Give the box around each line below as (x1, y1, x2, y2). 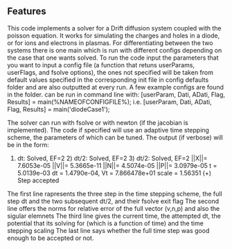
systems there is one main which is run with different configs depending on (7, 46, 222, 54)
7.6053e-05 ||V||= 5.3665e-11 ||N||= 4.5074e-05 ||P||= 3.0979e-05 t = (17, 161, 217, 169)
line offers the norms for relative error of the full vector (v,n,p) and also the (7, 204, 220, 212)
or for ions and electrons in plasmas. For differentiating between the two (7, 38, 213, 47)
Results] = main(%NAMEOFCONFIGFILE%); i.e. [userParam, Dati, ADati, (7, 97, 213, 106)
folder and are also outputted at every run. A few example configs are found (7, 83, 224, 91)
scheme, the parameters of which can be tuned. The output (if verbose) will (7, 133, 224, 141)
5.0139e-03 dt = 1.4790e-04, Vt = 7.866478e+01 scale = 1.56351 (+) (17, 169, 212, 177)
